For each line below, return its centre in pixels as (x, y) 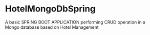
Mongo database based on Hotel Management (52, 27)
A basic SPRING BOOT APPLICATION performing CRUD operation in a (75, 22)
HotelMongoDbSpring (50, 9)
